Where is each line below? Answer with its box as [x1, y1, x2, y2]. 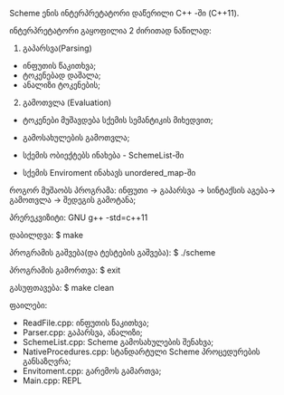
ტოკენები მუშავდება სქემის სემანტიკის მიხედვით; [22, 115, 214, 125]
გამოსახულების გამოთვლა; [22, 132, 130, 143]
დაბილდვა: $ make [9, 230, 84, 240]
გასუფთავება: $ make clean [9, 283, 115, 293]
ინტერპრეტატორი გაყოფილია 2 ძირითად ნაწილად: [9, 25, 213, 35]
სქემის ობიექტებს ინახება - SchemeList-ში [22, 149, 185, 160]
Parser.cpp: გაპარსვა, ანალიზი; [22, 327, 143, 338]
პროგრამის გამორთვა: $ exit [9, 265, 121, 275]
